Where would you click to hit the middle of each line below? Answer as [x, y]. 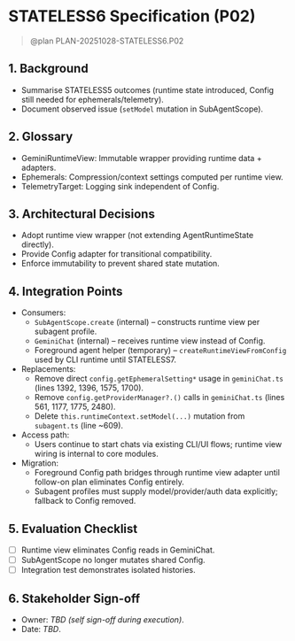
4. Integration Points [66, 291]
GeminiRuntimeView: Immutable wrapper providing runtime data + [141, 158]
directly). [38, 244]
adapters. [39, 167]
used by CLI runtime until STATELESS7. [105, 359]
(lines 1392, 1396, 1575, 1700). [89, 388]
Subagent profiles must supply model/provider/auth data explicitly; [156, 491]
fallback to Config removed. [85, 501]
